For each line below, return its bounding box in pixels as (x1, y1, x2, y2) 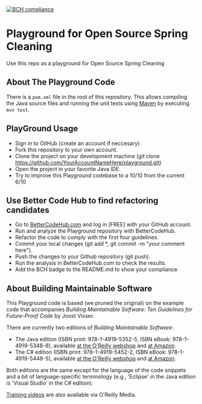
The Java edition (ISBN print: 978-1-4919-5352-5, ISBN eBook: (14, 336, 172, 343)
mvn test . (6, 106, 30, 113)
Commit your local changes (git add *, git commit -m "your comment (14, 240, 185, 248)
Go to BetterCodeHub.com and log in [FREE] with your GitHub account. (14, 221, 192, 228)
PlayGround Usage (6, 124, 78, 134)
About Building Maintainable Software (6, 283, 153, 293)
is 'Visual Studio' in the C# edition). (6, 379, 93, 386)
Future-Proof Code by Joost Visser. (6, 312, 95, 319)
